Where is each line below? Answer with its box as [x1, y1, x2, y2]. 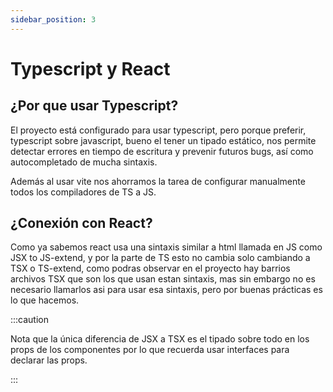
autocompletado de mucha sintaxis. [10, 156, 158, 168]
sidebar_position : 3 [10, 14, 97, 25]
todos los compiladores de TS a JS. [10, 186, 157, 198]
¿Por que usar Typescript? [10, 97, 179, 115]
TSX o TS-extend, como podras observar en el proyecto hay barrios [10, 262, 291, 275]
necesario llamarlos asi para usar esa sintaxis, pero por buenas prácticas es [10, 284, 323, 296]
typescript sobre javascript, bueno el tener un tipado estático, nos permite [10, 134, 317, 146]
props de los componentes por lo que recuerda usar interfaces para [10, 344, 290, 356]
